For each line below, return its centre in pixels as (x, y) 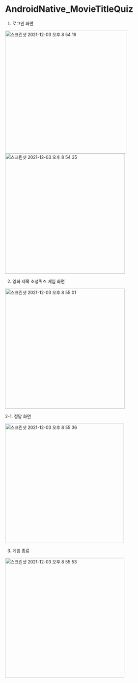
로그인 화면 (23, 23)
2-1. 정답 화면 (18, 416)
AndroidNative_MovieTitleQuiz (69, 9)
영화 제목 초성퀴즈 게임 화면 (39, 281)
